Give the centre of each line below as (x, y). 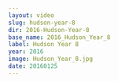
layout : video (31, 15)
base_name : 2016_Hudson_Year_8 (59, 37)
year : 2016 (26, 52)
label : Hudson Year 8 (44, 45)
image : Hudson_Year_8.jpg (50, 59)
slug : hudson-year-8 (42, 23)
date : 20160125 (33, 66)
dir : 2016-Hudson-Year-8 (49, 30)
